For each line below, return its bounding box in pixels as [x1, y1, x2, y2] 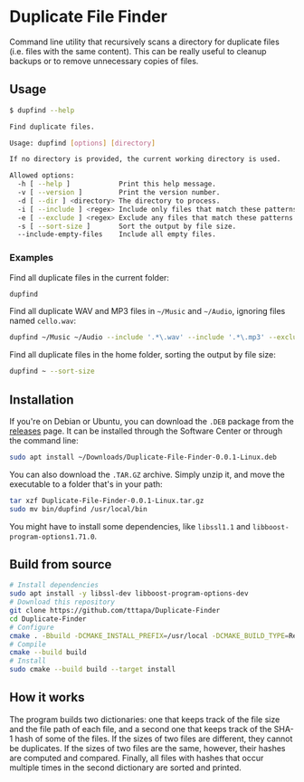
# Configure [9, 623, 54, 632]
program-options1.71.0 [9, 532, 95, 541]
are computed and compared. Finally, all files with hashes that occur [9, 752, 264, 763]
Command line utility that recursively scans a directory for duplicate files [9, 36, 280, 47]
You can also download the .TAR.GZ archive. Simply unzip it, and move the [9, 469, 285, 480]
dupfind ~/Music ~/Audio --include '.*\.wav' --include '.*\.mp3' [9, 333, 265, 342]
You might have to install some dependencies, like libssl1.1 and [9, 520, 251, 531]
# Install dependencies [9, 581, 100, 590]
